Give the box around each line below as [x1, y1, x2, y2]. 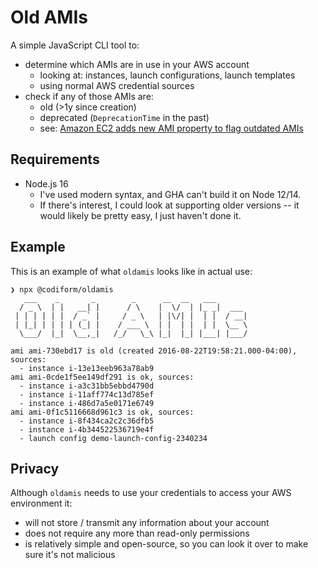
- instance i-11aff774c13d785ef [19, 389, 155, 400]
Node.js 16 [24, 177, 69, 190]
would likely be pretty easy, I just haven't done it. [39, 209, 242, 221]
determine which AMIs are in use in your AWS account [24, 58, 250, 70]
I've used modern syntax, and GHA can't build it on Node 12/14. [39, 188, 302, 200]
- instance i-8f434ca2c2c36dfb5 [19, 416, 155, 426]
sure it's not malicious [24, 549, 116, 561]
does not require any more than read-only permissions [24, 527, 250, 540]
